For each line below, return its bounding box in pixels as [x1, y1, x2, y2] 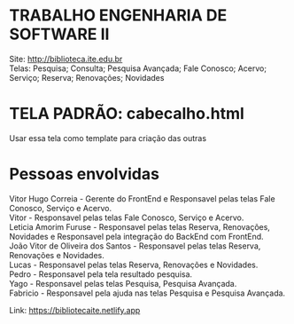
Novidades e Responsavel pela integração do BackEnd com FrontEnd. [9, 231, 264, 241]
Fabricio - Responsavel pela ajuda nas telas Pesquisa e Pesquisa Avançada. [9, 288, 286, 298]
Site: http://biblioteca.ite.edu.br [9, 53, 123, 64]
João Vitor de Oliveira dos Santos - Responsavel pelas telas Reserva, [9, 241, 261, 251]
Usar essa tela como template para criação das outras [9, 132, 206, 143]
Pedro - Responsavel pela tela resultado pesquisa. [9, 268, 193, 280]
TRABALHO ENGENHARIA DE [9, 5, 228, 26]
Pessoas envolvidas [9, 164, 159, 185]
